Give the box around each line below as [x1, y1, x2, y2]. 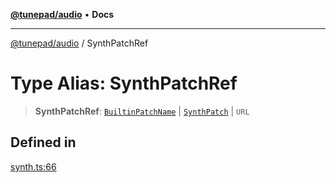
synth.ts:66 [10, 160, 57, 173]
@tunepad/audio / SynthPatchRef [10, 37, 149, 49]
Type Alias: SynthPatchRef [10, 72, 238, 95]
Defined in [10, 134, 77, 151]
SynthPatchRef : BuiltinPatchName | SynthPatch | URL [34, 105, 250, 117]
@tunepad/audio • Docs [10, 9, 115, 20]
